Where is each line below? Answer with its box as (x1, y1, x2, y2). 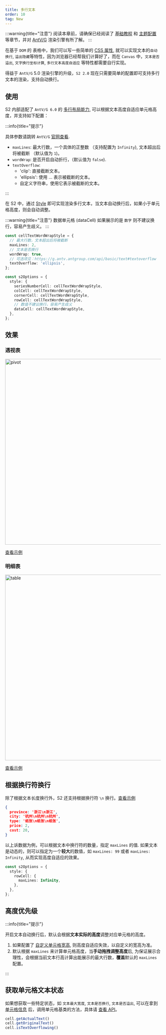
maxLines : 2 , (9, 242, 37, 248)
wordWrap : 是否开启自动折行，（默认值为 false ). (12, 156, 106, 162)
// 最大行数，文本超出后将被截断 (9, 238, 68, 243)
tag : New (5, 16, 23, 21)
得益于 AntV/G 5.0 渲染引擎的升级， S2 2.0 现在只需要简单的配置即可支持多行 (5, 70, 160, 76)
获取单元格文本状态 (5, 986, 64, 994)
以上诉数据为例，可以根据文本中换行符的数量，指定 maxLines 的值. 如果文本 (5, 842, 158, 848)
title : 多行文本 (5, 7, 36, 12)
